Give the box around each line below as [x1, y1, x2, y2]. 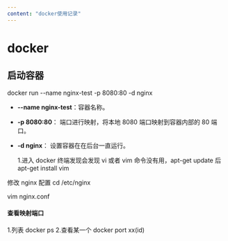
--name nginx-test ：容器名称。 [17, 102, 109, 111]
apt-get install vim [17, 164, 70, 172]
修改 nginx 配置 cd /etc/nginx [7, 178, 91, 187]
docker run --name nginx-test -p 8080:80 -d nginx [7, 88, 153, 97]
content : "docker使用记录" [7, 10, 81, 17]
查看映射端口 [7, 209, 44, 217]
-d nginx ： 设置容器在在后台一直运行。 [17, 141, 130, 150]
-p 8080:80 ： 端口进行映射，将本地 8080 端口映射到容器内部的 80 [17, 118, 210, 126]
